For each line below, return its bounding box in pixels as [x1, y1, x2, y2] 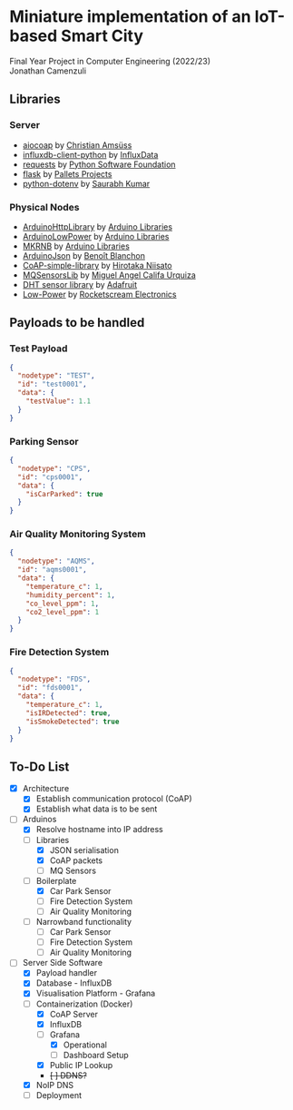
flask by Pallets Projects [22, 168, 112, 179]
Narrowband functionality [35, 917, 132, 927]
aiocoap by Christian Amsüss [22, 139, 132, 151]
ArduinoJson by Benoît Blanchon [22, 250, 146, 260]
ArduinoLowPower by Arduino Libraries [22, 231, 170, 241]
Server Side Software [22, 958, 103, 968]
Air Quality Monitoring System [9, 528, 147, 541]
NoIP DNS [35, 1079, 74, 1090]
